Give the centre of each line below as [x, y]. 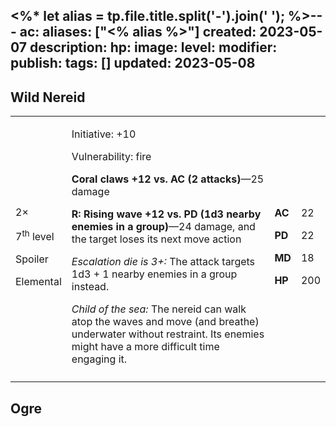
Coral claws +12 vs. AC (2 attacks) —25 [168, 179]
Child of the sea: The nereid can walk [159, 309]
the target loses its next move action [156, 239]
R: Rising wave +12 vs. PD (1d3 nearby [166, 214]
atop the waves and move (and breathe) [165, 322]
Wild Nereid [48, 97]
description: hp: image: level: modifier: [153, 47]
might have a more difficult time [145, 347]
